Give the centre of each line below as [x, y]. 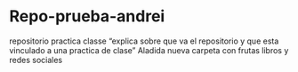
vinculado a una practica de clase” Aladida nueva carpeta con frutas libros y [149, 50]
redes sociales [36, 60]
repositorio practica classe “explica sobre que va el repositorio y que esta [144, 41]
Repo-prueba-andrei [87, 16]
